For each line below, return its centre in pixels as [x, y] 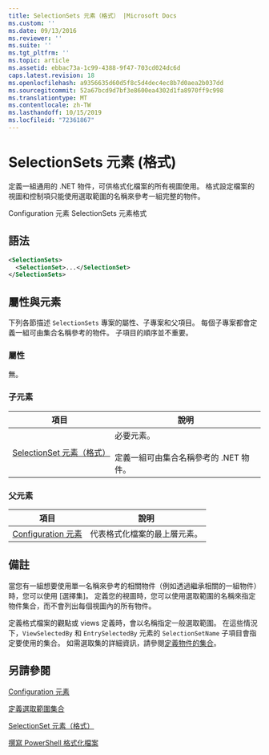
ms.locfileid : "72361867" [51, 120]
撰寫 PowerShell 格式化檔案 [53, 742]
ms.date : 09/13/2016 [43, 30]
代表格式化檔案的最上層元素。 [146, 534]
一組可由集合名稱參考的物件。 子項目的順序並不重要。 [104, 333]
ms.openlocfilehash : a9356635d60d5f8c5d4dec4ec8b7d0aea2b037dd [116, 83]
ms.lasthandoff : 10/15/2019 [55, 113]
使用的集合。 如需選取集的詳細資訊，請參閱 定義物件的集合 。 [121, 643]
